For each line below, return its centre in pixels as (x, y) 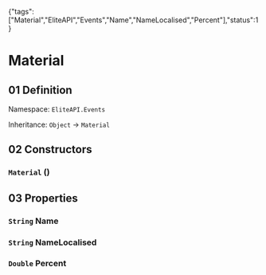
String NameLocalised (53, 242)
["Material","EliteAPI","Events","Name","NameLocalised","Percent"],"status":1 (133, 20)
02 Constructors (50, 149)
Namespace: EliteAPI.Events (57, 109)
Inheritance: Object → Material (59, 124)
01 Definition (41, 90)
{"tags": (21, 12)
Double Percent (37, 264)
